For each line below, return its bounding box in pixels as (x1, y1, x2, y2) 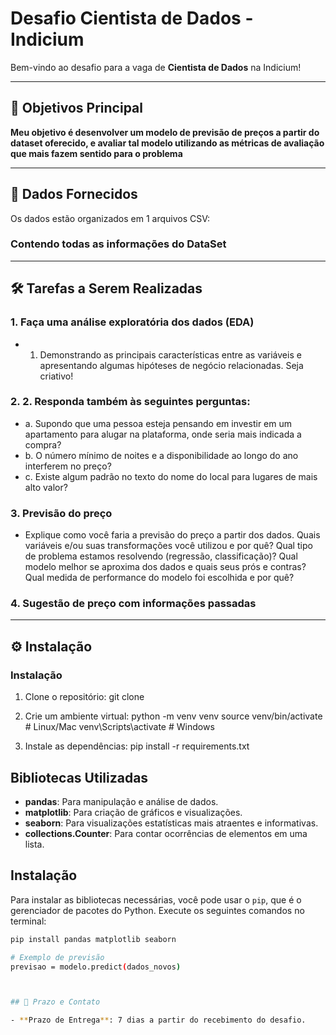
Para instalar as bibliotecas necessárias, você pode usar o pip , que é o (10, 893, 302, 906)
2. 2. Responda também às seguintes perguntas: (10, 395, 251, 409)
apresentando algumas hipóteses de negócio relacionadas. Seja (39, 359, 304, 371)
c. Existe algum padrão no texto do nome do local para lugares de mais (24, 470, 318, 482)
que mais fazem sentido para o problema (10, 147, 183, 159)
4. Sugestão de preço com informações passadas (10, 597, 257, 611)
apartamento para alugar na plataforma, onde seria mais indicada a (24, 428, 302, 440)
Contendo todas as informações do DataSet (10, 237, 227, 251)
